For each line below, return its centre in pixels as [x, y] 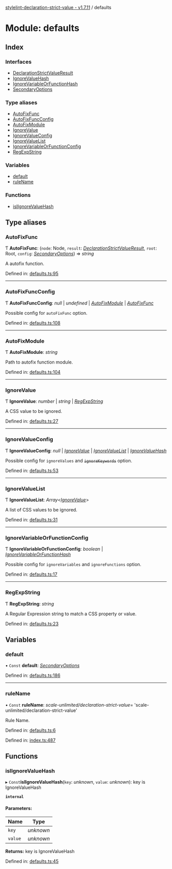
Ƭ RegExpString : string [30, 603]
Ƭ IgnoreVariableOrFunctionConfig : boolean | [54, 549]
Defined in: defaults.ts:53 [32, 470]
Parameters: [19, 808]
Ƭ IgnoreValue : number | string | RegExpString [54, 401]
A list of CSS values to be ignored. [41, 509]
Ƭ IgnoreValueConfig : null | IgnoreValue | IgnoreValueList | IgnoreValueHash [86, 450]
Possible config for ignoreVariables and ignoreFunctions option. [73, 564]
